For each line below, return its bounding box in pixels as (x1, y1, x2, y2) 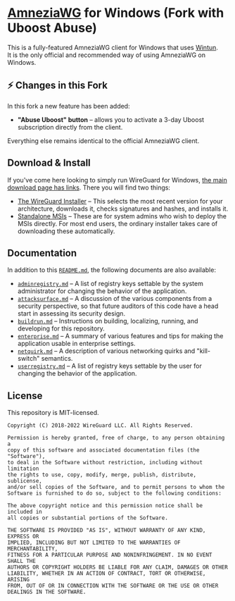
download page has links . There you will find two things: (7, 183, 171, 192)
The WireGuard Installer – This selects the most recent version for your (17, 197, 223, 205)
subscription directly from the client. (17, 123, 123, 131)
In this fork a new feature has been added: (7, 101, 130, 110)
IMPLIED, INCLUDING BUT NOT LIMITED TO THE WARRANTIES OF (7, 539, 181, 547)
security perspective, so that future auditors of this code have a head (17, 302, 219, 311)
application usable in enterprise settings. (17, 340, 136, 348)
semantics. (41, 354, 73, 363)
